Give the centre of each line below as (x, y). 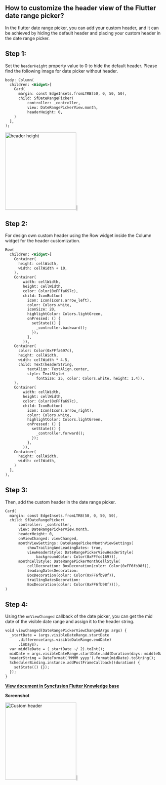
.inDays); (28, 644)
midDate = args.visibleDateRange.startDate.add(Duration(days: (76, 654)
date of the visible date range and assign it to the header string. (70, 622)
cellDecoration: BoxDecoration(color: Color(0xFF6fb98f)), (89, 566)
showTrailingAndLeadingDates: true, (65, 548)
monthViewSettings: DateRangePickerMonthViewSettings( (76, 543)
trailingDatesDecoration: (54, 580)
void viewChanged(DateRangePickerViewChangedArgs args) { (66, 631)
